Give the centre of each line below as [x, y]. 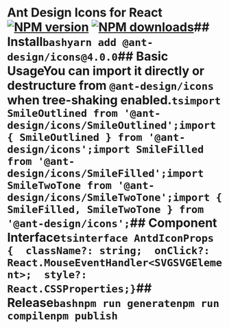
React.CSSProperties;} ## [80, 288]
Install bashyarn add [62, 42]
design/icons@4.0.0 [62, 57]
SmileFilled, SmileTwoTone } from [106, 210]
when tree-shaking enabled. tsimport [114, 100]
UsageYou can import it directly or [106, 71]
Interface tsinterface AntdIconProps [111, 238]
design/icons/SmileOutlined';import [112, 125]
